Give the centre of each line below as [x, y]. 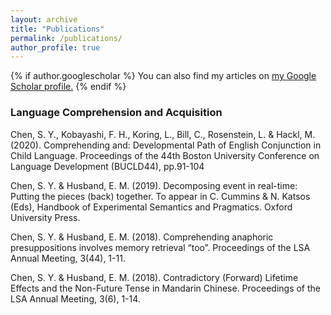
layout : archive [44, 19]
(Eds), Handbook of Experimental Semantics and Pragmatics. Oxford [151, 207]
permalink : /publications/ [66, 38]
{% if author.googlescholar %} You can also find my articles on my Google [163, 76]
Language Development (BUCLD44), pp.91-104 [107, 166]
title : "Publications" [57, 29]
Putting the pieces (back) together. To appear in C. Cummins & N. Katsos [160, 196]
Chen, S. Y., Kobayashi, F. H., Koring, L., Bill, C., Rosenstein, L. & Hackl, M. [163, 134]
